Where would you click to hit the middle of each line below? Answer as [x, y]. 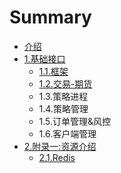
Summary [50, 17]
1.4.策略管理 [63, 108]
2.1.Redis [57, 157]
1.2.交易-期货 [65, 83]
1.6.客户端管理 [67, 133]
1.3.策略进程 [63, 96]
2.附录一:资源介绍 [60, 146]
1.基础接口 [44, 58]
